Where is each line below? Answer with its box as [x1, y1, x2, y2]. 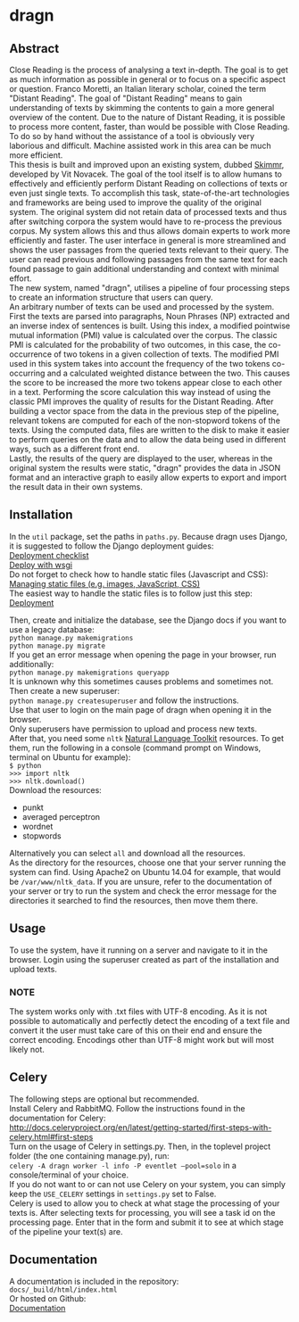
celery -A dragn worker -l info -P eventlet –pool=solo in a [9, 1160, 237, 1170]
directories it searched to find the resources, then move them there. [9, 895, 259, 905]
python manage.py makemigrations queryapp [9, 668, 170, 677]
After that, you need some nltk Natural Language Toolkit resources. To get [9, 732, 284, 743]
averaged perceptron [21, 811, 101, 822]
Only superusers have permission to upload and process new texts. [9, 723, 257, 734]
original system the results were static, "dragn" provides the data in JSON [9, 463, 281, 473]
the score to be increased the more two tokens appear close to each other [9, 377, 283, 388]
